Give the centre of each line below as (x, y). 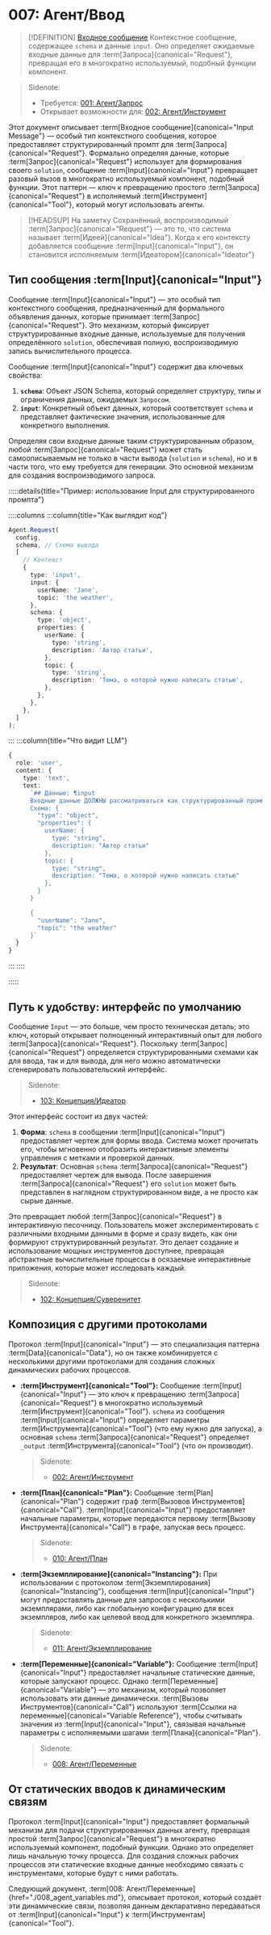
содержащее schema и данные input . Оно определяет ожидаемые (141, 45)
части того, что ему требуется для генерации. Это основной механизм (131, 466)
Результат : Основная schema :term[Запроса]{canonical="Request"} (134, 1166)
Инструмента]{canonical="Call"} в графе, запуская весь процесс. (133, 1527)
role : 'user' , (39, 763)
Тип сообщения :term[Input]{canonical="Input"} (135, 280)
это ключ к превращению (142, 1394)
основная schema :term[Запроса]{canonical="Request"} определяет (135, 1437)
